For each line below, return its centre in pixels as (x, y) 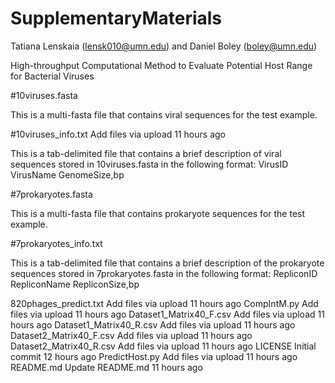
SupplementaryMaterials (116, 18)
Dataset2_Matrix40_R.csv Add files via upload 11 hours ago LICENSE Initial (163, 346)
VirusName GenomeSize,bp (67, 174)
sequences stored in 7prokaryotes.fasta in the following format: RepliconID (164, 273)
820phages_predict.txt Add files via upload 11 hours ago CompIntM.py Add (164, 303)
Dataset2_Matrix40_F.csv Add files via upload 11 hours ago (131, 335)
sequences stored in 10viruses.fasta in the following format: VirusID (149, 164)
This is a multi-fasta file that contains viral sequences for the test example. (164, 114)
